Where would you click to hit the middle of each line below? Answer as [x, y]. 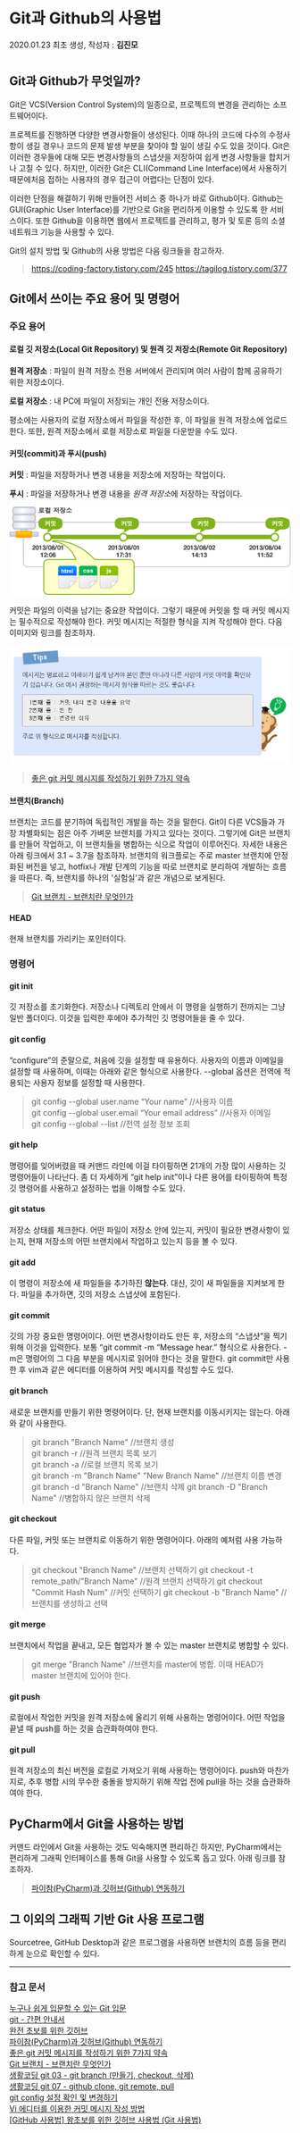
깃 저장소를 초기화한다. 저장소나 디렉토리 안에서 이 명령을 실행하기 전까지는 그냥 [147, 1007]
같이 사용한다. [42, 1423]
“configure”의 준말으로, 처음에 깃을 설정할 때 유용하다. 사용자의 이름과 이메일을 [146, 1060]
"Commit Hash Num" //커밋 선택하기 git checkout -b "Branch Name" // [159, 1592]
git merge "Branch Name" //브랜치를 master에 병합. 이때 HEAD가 [147, 1665]
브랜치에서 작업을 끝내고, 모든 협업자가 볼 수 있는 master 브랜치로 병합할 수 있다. [149, 1645]
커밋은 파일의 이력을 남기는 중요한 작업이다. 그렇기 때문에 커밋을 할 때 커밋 [137, 610]
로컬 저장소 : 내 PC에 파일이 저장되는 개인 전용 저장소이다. [109, 401]
